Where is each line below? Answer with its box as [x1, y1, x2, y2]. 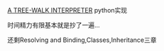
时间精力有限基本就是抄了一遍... [7, 21, 101, 29]
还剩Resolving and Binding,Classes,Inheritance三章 [7, 36, 158, 44]
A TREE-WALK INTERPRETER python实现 [7, 6, 128, 14]
